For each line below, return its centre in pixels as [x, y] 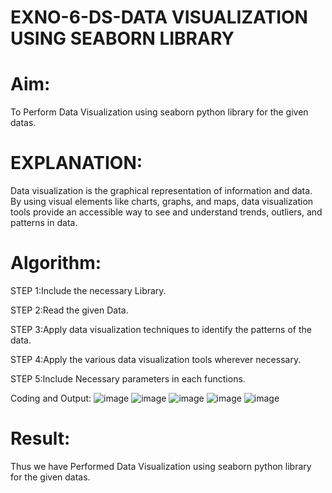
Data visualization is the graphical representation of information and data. [161, 191]
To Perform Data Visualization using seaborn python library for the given [159, 112]
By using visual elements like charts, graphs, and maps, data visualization [162, 202]
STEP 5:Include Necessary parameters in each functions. [128, 379]
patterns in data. [44, 223]
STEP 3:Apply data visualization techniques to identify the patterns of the [161, 329]
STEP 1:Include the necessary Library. [88, 290]
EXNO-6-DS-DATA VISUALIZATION [159, 17]
